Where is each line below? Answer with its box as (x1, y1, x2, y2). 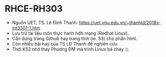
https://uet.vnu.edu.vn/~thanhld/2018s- (79, 19, 161, 25)
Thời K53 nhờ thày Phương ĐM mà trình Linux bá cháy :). (12, 46, 129, 52)
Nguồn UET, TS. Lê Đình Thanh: (12, 19, 78, 25)
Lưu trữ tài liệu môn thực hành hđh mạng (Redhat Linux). (12, 30, 129, 36)
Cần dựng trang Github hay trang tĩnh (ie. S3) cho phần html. (12, 35, 137, 41)
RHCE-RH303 (5, 3, 63, 14)
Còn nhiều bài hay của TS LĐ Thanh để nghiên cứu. (12, 40, 119, 46)
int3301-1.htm (12, 24, 41, 30)
